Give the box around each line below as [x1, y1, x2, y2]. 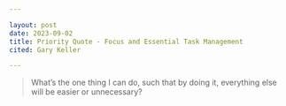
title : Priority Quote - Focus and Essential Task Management [9, 37, 243, 46]
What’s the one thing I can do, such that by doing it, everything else [30, 77, 277, 88]
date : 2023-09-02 [9, 28, 73, 38]
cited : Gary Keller [9, 45, 81, 54]
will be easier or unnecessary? [30, 87, 143, 97]
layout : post [9, 20, 58, 29]
